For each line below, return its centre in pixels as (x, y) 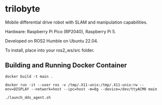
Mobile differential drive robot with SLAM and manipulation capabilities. (76, 22)
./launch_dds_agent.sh (28, 97)
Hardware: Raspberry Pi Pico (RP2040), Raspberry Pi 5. (61, 31)
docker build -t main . (29, 76)
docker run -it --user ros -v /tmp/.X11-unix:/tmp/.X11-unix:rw (71, 85)
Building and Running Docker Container (66, 65)
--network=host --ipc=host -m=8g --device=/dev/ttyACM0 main (94, 89)
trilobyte (23, 9)
